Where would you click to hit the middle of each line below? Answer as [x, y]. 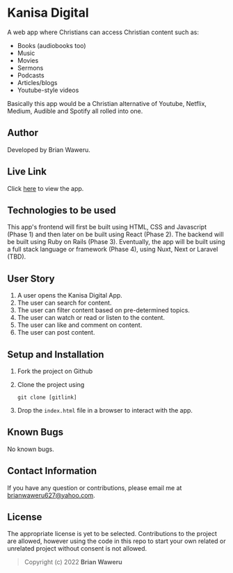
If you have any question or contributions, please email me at [95, 488]
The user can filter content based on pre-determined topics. [103, 310]
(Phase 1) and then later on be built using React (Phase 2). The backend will [115, 234]
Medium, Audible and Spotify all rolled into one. [75, 111]
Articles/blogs [37, 82]
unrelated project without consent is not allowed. [77, 549]
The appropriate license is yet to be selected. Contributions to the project [112, 534]
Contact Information [52, 471]
